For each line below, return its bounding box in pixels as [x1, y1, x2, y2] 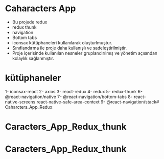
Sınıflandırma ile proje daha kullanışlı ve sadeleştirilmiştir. [12, 45, 127, 51]
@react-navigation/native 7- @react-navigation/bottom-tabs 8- [5, 94, 133, 99]
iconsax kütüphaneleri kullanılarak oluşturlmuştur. [12, 40, 113, 45]
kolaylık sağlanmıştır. [12, 55, 54, 61]
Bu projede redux [12, 19, 47, 25]
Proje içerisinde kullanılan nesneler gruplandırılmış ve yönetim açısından [12, 50, 158, 56]
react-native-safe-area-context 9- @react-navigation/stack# [36, 99, 159, 105]
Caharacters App [5, 3, 76, 14]
